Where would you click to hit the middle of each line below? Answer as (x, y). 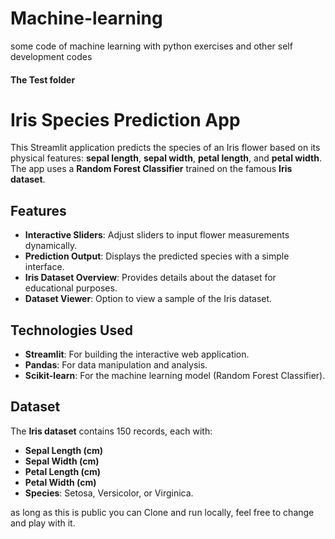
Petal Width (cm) (60, 482)
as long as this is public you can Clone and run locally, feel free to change (162, 512)
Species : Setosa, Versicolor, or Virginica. (109, 493)
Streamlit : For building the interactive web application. (137, 354)
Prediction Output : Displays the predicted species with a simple (157, 256)
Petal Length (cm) (63, 471)
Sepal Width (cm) (62, 461)
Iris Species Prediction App (125, 119)
